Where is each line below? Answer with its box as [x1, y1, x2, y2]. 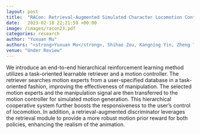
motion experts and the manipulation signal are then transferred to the [6, 89, 179, 96]
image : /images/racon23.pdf [6, 25, 76, 32]
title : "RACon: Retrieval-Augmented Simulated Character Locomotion [6, 14, 183, 20]
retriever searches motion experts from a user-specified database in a [6, 76, 179, 83]
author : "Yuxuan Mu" [6, 36, 58, 42]
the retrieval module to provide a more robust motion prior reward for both [6, 114, 188, 121]
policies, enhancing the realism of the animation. [6, 120, 126, 128]
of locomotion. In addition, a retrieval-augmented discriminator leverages [6, 108, 186, 115]
